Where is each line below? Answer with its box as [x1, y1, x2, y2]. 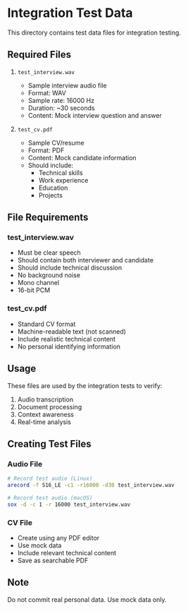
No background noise [17, 271, 81, 279]
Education [38, 183, 68, 192]
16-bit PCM [17, 286, 51, 294]
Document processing [17, 402, 82, 411]
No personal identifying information [17, 342, 121, 351]
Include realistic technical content [17, 334, 116, 343]
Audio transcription [17, 395, 74, 404]
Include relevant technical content [17, 549, 117, 557]
